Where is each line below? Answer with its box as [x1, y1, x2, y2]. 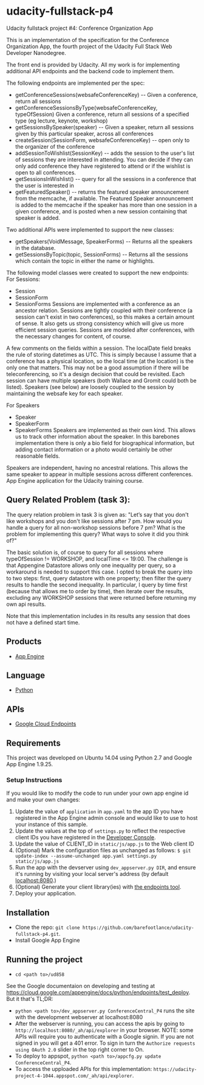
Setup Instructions [6, 775, 63, 784]
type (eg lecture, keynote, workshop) [15, 117, 108, 124]
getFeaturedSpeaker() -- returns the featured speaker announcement [15, 188, 189, 196]
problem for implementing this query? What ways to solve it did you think [6, 530, 189, 538]
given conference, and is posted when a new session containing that [15, 207, 187, 215]
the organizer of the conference [15, 143, 95, 150]
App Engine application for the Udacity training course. [6, 477, 144, 484]
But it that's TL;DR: [6, 995, 53, 1002]
